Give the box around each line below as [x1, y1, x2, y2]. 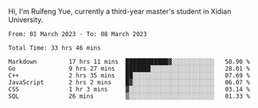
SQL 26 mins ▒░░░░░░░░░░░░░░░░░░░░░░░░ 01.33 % [8, 92, 250, 100]
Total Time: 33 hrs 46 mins [8, 44, 102, 52]
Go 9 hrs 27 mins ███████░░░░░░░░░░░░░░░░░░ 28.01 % [8, 65, 250, 73]
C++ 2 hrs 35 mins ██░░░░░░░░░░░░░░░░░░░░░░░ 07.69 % [8, 72, 250, 80]
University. [8, 15, 44, 24]
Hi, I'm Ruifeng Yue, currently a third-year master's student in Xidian [8, 7, 232, 16]
